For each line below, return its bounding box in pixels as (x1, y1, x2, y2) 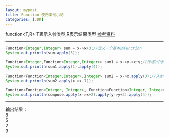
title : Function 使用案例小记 (5, 12, 64, 17)
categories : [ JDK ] (5, 17, 44, 22)
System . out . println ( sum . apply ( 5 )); (5, 51, 80, 56)
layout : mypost (5, 7, 37, 13)
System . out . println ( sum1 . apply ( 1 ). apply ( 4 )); (5, 64, 102, 70)
